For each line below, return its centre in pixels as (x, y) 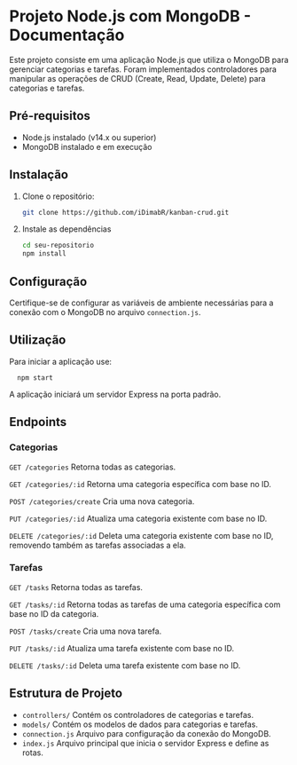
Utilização (38, 340)
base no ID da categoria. (54, 613)
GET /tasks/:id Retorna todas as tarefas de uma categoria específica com (145, 604)
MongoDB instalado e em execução (87, 146)
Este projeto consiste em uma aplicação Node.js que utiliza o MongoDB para (149, 59)
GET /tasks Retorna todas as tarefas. (76, 587)
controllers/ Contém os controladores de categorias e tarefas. (138, 714)
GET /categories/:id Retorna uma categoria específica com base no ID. (141, 484)
